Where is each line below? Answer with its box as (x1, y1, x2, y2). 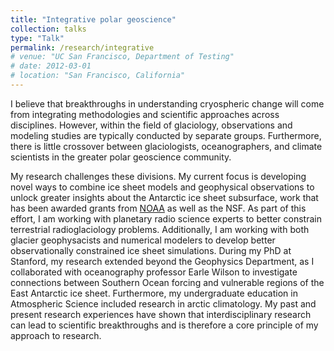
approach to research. (10, 329, 102, 341)
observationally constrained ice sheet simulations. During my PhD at (10, 244, 292, 256)
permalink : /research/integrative (10, 42, 155, 53)
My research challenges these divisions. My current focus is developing (10, 170, 307, 182)
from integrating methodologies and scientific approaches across (10, 108, 280, 120)
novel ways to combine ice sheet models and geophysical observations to (10, 181, 315, 193)
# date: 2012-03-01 (10, 61, 92, 71)
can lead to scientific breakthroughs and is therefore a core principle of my (10, 319, 319, 331)
